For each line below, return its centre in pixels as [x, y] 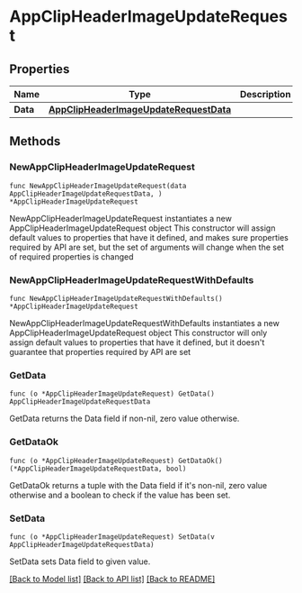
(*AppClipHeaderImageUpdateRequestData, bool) [98, 469]
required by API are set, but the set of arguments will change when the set [147, 247]
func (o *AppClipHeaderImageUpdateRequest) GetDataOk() [116, 461]
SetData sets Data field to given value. [80, 561]
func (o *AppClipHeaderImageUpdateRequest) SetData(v [112, 537]
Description [265, 94]
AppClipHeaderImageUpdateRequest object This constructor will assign [142, 228]
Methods [35, 141]
